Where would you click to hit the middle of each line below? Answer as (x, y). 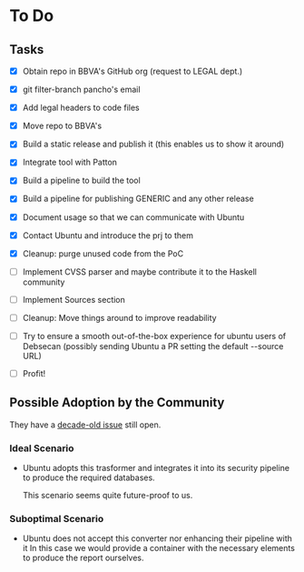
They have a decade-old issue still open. (85, 425)
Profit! (34, 373)
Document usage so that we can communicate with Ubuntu (133, 217)
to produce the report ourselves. (83, 558)
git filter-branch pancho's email (81, 90)
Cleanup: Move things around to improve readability (119, 317)
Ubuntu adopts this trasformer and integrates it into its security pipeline (156, 468)
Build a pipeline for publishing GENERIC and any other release (138, 199)
